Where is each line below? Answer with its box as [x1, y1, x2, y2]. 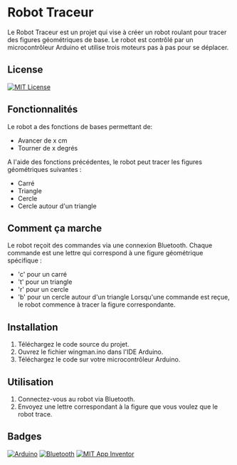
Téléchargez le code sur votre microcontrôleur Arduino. [17, 355, 181, 364]
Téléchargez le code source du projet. [17, 340, 130, 349]
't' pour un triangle [17, 277, 73, 286]
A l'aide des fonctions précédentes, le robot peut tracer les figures [7, 158, 203, 166]
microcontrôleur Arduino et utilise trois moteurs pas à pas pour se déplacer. [7, 43, 229, 51]
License [7, 63, 43, 76]
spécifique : [7, 256, 43, 265]
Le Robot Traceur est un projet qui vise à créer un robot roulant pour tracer [7, 28, 227, 36]
